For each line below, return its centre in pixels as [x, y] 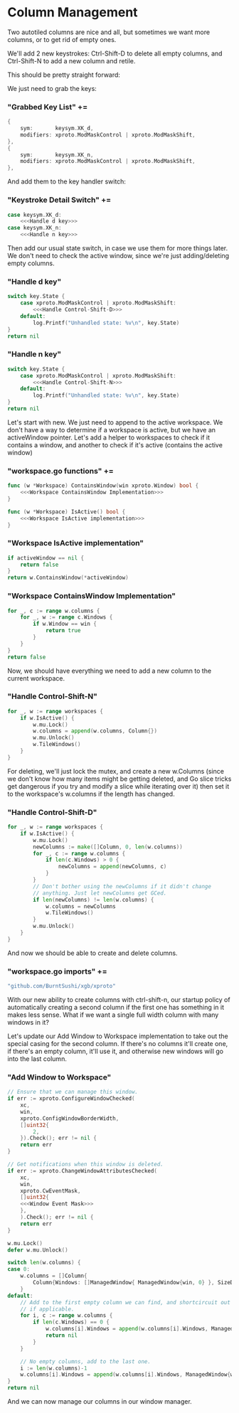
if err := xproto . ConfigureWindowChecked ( [71, 1099]
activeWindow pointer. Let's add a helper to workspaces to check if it [109, 437]
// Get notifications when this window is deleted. [85, 1164]
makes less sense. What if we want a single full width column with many [113, 1015]
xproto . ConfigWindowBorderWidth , [70, 1118]
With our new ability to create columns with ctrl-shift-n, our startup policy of [119, 1000]
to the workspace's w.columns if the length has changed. [91, 794]
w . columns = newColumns [80, 906]
